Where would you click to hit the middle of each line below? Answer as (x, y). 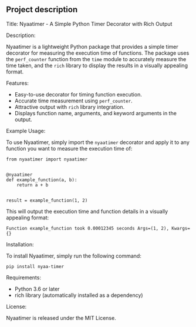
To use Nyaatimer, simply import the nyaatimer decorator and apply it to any (98, 142)
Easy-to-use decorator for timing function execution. (78, 94)
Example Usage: (26, 131)
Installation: (20, 244)
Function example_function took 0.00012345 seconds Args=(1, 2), (87, 228)
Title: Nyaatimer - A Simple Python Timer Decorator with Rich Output (89, 24)
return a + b (33, 185)
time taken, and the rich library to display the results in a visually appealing (97, 65)
